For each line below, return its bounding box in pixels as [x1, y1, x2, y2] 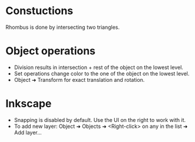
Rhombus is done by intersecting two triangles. [5, 24, 120, 31]
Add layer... [14, 128, 42, 136]
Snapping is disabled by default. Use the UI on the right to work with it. [14, 116, 186, 123]
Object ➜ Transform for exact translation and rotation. [14, 76, 145, 83]
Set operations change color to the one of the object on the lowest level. [14, 70, 190, 77]
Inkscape [5, 97, 52, 110]
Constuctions [5, 4, 74, 18]
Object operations [5, 44, 95, 58]
